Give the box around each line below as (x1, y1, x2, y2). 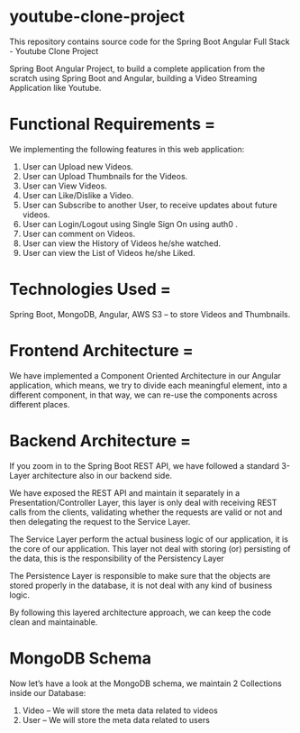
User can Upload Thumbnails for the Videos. (22, 170, 188, 181)
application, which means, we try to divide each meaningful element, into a (9, 380, 288, 390)
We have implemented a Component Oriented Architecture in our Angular (9, 370, 282, 380)
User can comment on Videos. (22, 228, 136, 239)
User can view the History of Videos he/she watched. (22, 237, 222, 249)
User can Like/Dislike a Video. (22, 189, 134, 200)
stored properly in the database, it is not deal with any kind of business (9, 580, 273, 591)
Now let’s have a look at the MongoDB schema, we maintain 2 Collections (9, 678, 282, 689)
